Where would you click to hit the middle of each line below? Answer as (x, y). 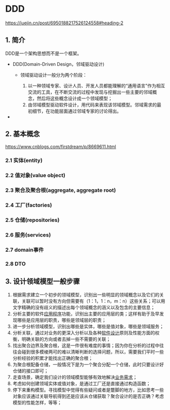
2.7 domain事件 (25, 250)
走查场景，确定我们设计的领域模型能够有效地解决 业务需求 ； (75, 377)
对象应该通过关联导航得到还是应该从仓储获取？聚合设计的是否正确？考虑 (88, 396)
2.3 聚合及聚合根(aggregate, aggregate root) (61, 190)
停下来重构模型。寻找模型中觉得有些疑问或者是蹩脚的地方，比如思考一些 (88, 390)
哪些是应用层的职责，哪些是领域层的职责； (62, 320)
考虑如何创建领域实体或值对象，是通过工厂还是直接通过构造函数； (81, 383)
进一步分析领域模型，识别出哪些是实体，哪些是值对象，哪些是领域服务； (88, 326)
